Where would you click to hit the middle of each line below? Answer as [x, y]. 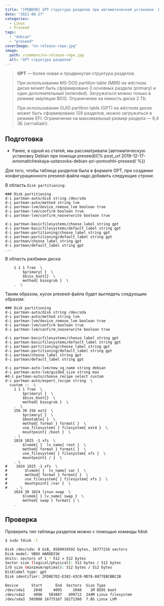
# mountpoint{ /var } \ [38, 484]
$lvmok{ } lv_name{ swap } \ [53, 497]
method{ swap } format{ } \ [51, 501]
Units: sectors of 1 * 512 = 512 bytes [46, 558]
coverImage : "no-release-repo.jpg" [41, 46]
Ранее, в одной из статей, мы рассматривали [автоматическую [79, 151]
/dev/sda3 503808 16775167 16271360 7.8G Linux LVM [61, 599]
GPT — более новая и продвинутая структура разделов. [76, 73]
